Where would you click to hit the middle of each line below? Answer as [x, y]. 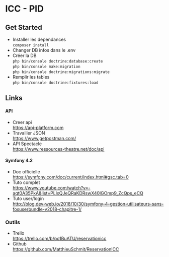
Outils [13, 222]
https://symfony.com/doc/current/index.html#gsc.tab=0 [71, 177]
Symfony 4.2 [19, 160]
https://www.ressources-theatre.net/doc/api [58, 149]
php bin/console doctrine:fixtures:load [55, 83]
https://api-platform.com [38, 127]
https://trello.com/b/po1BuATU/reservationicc [59, 239]
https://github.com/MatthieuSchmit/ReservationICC [66, 249]
